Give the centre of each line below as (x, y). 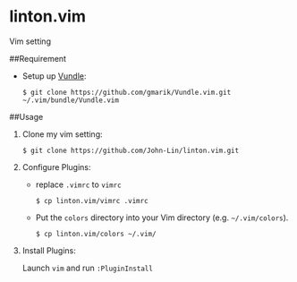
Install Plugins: (49, 250)
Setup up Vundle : (54, 76)
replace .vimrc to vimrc (79, 184)
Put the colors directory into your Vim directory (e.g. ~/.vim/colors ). (162, 218)
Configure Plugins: (56, 167)
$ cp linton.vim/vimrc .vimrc (92, 201)
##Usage (26, 116)
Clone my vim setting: (62, 134)
